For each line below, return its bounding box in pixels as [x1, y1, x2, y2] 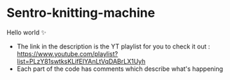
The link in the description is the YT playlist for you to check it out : [16, 42, 210, 51]
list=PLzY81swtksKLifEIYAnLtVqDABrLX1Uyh [16, 57, 146, 65]
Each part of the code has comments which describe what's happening [16, 65, 224, 73]
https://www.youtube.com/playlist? [16, 49, 119, 58]
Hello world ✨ [6, 28, 47, 36]
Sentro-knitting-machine [6, 5, 156, 21]
